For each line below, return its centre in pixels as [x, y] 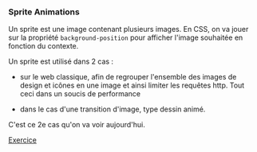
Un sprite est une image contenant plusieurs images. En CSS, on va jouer [128, 29]
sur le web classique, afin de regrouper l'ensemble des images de [128, 77]
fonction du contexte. [43, 46]
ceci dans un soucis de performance [80, 94]
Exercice [23, 140]
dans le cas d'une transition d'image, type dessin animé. [113, 109]
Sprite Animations [44, 12]
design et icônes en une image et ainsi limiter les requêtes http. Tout [132, 85]
